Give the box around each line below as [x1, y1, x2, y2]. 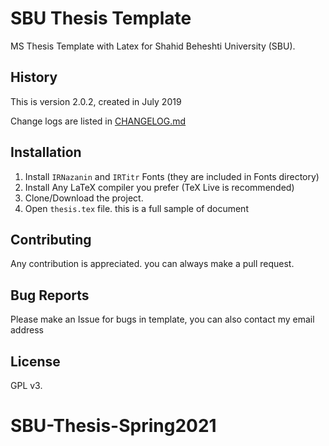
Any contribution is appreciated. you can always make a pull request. [10, 258, 295, 270]
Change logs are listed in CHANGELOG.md [10, 115, 187, 127]
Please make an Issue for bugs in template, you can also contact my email [10, 313, 315, 326]
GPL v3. [10, 380, 43, 391]
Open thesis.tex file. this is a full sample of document [24, 202, 249, 214]
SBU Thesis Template [10, 7, 192, 30]
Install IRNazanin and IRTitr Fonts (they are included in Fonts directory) [24, 170, 320, 182]
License [10, 353, 61, 370]
